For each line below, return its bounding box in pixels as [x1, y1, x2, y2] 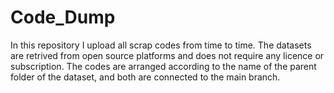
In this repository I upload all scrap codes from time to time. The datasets [10, 39, 312, 51]
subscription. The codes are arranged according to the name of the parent [10, 60, 317, 72]
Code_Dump [10, 6, 116, 29]
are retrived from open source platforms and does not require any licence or [10, 49, 325, 61]
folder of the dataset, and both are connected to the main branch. [10, 71, 281, 83]
